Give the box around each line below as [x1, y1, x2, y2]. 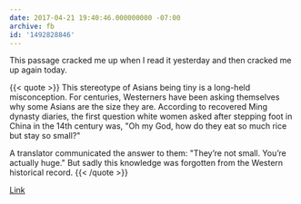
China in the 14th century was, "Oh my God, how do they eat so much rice [9, 121, 287, 131]
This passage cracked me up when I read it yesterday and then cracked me [9, 55, 292, 66]
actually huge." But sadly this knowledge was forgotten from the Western [9, 158, 284, 169]
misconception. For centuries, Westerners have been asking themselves [9, 92, 280, 102]
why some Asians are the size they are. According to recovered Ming [9, 102, 268, 112]
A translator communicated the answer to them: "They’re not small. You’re [9, 148, 286, 159]
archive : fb [9, 22, 55, 31]
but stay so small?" [9, 131, 81, 141]
